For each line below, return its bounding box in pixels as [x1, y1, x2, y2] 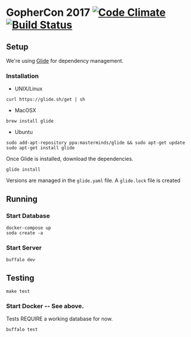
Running [6, 194, 38, 204]
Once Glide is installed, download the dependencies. [6, 156, 134, 163]
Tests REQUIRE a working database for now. [6, 315, 113, 322]
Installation [6, 72, 39, 80]
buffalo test [6, 326, 38, 333]
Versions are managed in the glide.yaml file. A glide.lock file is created [6, 177, 181, 184]
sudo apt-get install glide [6, 145, 75, 151]
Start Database [6, 211, 50, 220]
